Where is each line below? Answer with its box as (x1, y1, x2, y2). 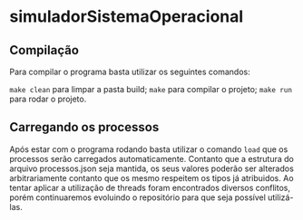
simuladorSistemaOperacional (9, 6, 244, 27)
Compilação (9, 43, 80, 58)
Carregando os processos (9, 120, 160, 135)
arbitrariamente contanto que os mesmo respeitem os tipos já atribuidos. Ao (9, 172, 294, 183)
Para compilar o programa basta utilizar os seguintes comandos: (9, 66, 251, 77)
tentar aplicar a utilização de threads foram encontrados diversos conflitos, (9, 182, 290, 193)
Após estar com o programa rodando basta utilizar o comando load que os (9, 143, 288, 155)
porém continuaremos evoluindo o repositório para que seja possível (9, 192, 266, 203)
